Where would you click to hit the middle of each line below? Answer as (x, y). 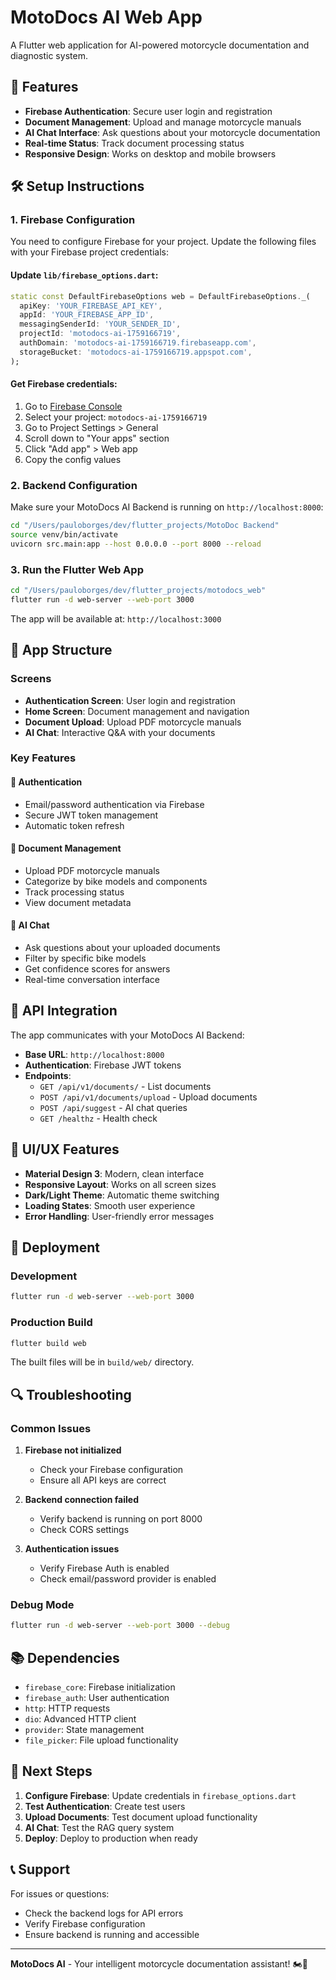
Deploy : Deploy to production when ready (111, 1838)
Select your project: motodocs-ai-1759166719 (116, 417)
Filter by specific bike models (85, 958)
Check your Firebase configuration (111, 1470)
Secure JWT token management (91, 815)
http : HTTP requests (67, 1708)
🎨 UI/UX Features (65, 1149)
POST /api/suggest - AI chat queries (113, 1107)
